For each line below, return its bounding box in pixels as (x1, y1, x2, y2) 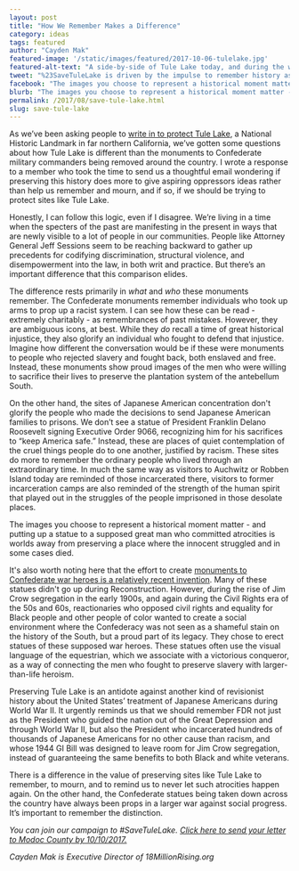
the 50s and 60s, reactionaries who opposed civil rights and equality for (9, 603, 273, 614)
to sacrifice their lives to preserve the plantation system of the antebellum (9, 371, 280, 382)
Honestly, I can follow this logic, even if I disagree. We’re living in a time (9, 212, 271, 223)
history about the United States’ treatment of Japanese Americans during (9, 696, 279, 706)
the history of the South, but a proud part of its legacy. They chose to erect (9, 631, 285, 642)
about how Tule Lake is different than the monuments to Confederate (9, 148, 263, 159)
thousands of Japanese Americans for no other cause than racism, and (9, 734, 271, 745)
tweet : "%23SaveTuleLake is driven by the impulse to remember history (9, 71, 280, 80)
